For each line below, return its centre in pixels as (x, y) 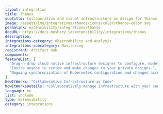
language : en (18, 91)
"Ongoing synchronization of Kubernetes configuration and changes (79, 73)
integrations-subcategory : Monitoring (44, 46)
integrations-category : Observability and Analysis (58, 41)
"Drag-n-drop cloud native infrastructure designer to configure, (78, 64)
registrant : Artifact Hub (31, 50)
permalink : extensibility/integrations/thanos (53, 28)
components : (17, 55)
